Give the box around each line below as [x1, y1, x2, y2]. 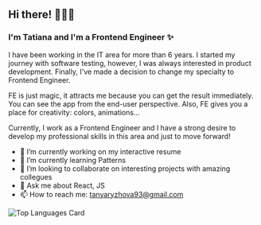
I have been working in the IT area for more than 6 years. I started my [8, 49, 236, 60]
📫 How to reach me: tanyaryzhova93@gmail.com [19, 189, 184, 199]
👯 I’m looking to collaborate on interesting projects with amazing [19, 164, 231, 173]
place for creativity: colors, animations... [8, 107, 140, 117]
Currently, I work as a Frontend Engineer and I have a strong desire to [8, 122, 236, 132]
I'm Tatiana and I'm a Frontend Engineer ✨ [8, 32, 174, 43]
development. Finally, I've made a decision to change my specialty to [8, 67, 235, 76]
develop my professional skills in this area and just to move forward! [8, 131, 231, 141]
